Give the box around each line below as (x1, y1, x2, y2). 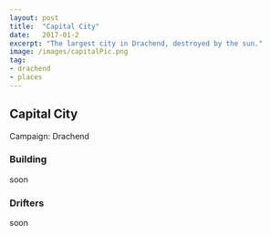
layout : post (9, 13, 59, 23)
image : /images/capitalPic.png (9, 47, 129, 56)
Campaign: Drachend (9, 130, 89, 141)
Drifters (9, 197, 45, 209)
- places (9, 73, 43, 82)
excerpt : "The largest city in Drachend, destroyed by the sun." (9, 38, 263, 48)
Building (9, 153, 47, 166)
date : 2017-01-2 (9, 30, 79, 39)
